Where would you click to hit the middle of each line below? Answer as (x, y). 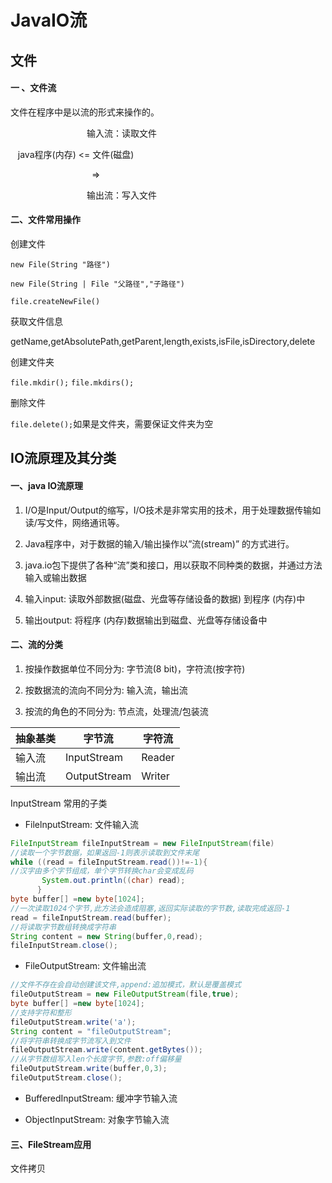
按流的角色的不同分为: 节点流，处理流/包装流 (116, 711)
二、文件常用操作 (45, 220)
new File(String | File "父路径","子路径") (97, 284)
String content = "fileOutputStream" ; (91, 1031)
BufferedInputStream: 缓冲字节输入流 (101, 1098)
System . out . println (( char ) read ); (113, 881)
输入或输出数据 (55, 577)
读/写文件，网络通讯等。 (74, 522)
